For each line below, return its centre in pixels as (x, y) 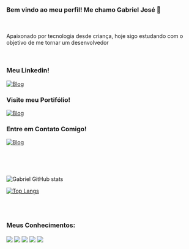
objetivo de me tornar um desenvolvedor (57, 43)
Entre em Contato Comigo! (46, 129)
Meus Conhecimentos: (41, 225)
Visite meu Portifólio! (38, 99)
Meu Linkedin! (28, 71)
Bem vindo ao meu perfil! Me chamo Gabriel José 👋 (83, 10)
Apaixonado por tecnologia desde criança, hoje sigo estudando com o (95, 36)
